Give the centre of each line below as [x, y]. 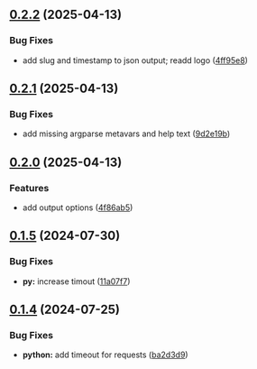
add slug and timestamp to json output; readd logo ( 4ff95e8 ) [135, 60]
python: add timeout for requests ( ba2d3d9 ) [105, 355]
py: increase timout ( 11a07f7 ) [76, 281]
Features [29, 188]
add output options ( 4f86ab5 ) [78, 208]
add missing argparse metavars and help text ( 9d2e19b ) [126, 134]
